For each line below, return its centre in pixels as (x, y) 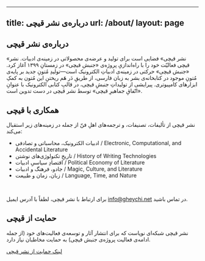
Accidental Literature (41, 149)
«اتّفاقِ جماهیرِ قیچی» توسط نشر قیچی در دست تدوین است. (74, 91)
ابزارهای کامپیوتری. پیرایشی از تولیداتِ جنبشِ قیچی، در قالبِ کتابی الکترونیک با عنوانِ (102, 84)
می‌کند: (14, 131)
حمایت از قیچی (31, 218)
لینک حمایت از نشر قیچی (34, 251)
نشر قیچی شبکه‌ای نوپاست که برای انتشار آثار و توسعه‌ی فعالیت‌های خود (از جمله (97, 233)
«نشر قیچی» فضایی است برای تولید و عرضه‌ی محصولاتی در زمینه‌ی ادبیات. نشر (96, 59)
